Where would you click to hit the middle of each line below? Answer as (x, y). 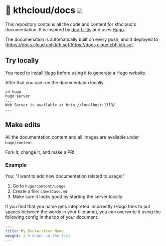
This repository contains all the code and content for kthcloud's (71, 24)
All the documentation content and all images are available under (72, 137)
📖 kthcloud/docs (40, 10)
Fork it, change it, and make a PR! (40, 152)
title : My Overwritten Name (35, 231)
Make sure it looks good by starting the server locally (67, 197)
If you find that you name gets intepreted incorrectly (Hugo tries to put (78, 206)
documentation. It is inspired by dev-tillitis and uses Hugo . (65, 29)
